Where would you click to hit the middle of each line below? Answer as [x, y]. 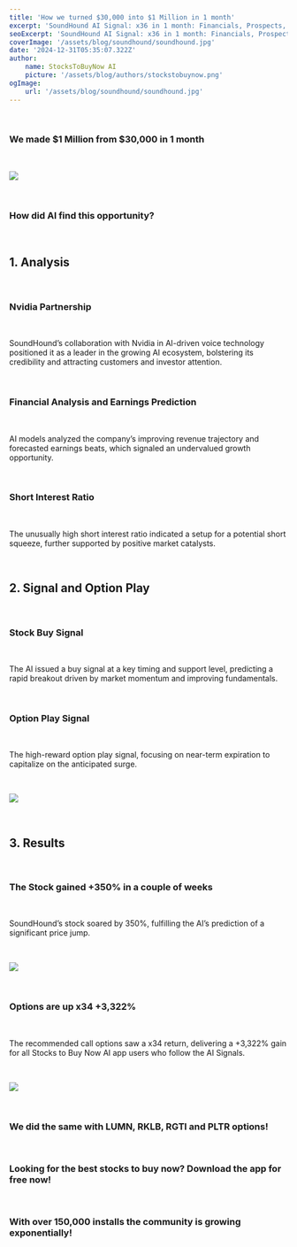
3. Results [37, 843]
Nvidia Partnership [50, 306]
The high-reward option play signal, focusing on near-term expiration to [140, 755]
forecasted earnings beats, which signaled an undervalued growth [130, 448]
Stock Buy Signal [46, 632]
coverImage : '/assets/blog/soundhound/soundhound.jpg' [112, 42]
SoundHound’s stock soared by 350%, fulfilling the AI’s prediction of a [137, 924]
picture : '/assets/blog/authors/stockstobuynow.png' [124, 75]
